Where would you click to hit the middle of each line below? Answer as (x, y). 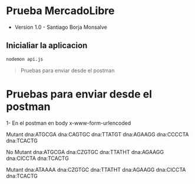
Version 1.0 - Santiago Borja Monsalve (61, 27)
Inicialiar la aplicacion (47, 46)
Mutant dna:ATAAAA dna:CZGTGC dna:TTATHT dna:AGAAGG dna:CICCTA (96, 169)
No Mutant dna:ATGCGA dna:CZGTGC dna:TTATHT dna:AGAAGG (85, 152)
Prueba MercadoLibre (60, 11)
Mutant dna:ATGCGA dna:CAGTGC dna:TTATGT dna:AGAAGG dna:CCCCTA (97, 134)
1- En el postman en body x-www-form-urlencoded (69, 123)
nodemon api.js (25, 59)
